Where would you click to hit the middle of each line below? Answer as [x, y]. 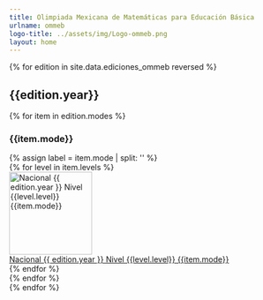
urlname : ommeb [37, 26]
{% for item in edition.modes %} [68, 116]
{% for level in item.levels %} [62, 168]
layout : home [33, 42]
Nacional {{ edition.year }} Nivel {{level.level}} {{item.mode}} [119, 259]
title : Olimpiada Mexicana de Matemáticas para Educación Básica [131, 17]
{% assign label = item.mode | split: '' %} [83, 158]
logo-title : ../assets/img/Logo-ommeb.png [88, 34]
